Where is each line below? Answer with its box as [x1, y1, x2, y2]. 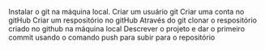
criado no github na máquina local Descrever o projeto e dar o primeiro [8, 24, 246, 33]
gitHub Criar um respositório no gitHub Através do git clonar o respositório [8, 15, 258, 25]
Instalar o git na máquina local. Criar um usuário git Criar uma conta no [8, 7, 245, 16]
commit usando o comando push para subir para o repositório [8, 32, 216, 42]
